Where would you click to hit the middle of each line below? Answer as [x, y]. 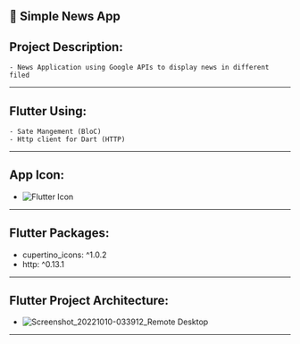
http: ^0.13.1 [43, 264]
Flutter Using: [48, 111]
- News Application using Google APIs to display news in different [139, 68]
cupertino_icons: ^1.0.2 [64, 255]
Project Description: [66, 47]
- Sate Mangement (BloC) [55, 132]
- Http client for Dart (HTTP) [67, 139]
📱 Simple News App [65, 17]
